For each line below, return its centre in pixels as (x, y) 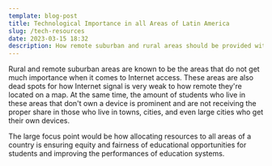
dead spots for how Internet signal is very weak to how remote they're (125, 87)
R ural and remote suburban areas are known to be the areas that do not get (134, 69)
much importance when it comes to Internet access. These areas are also (131, 78)
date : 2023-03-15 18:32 (49, 38)
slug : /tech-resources (47, 31)
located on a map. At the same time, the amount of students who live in (127, 95)
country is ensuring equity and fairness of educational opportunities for (127, 145)
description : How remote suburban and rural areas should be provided (130, 46)
